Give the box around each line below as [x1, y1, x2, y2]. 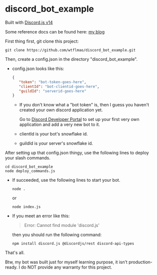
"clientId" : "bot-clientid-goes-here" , [18, 84, 100, 89]
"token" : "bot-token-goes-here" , [18, 79, 87, 85]
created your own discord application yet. [19, 107, 103, 113]
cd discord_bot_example [5, 164, 53, 170]
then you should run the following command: [12, 232, 102, 238]
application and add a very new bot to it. [19, 121, 101, 127]
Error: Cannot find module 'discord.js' [24, 223, 100, 228]
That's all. [5, 250, 25, 256]
